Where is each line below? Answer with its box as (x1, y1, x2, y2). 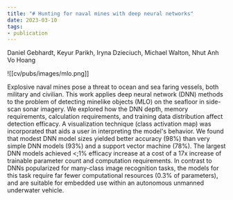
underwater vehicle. (7, 186, 64, 194)
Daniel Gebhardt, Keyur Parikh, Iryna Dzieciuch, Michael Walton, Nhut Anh (7, 49, 220, 57)
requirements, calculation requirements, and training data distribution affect (7, 112, 223, 121)
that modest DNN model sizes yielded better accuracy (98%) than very (7, 135, 210, 143)
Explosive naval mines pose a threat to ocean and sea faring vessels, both (7, 83, 219, 91)
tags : (7, 23, 23, 30)
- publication (7, 29, 49, 37)
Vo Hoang (7, 56, 36, 65)
